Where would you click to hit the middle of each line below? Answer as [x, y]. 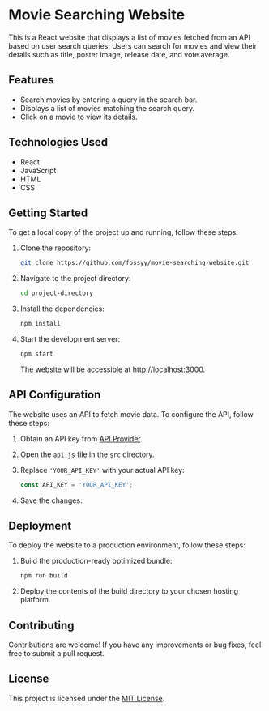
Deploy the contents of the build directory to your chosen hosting [129, 591]
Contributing [41, 625]
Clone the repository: [56, 248]
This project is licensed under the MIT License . [87, 698]
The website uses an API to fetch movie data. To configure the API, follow [131, 414]
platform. [35, 600]
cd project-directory [56, 293]
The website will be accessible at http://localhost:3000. [113, 369]
